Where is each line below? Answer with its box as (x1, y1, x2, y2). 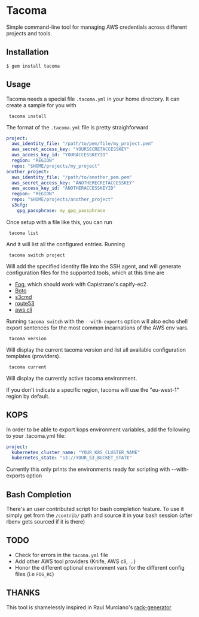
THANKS (6, 588, 41, 598)
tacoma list (8, 230, 39, 236)
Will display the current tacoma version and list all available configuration (6, 346, 186, 353)
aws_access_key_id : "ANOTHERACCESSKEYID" (11, 185, 117, 192)
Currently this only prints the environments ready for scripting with (6, 465, 170, 473)
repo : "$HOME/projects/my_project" (11, 163, 100, 169)
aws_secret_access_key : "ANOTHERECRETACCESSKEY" (11, 180, 135, 186)
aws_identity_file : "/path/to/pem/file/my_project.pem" (11, 141, 154, 147)
